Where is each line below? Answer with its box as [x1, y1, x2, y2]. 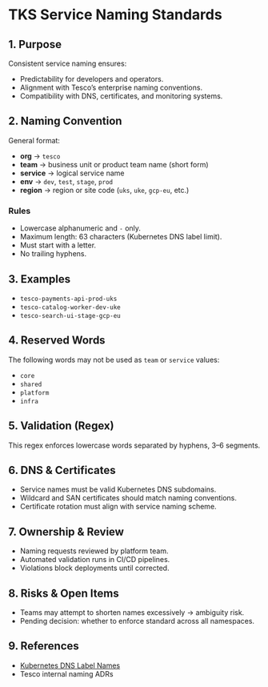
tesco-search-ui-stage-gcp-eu [19, 311, 122, 319]
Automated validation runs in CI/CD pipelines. [19, 555, 170, 564]
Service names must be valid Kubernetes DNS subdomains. [19, 484, 217, 494]
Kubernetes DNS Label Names [19, 661, 121, 670]
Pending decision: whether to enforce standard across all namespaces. [19, 616, 254, 625]
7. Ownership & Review [8, 524, 124, 538]
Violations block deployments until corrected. [19, 563, 170, 573]
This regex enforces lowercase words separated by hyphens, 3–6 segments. [8, 440, 261, 450]
